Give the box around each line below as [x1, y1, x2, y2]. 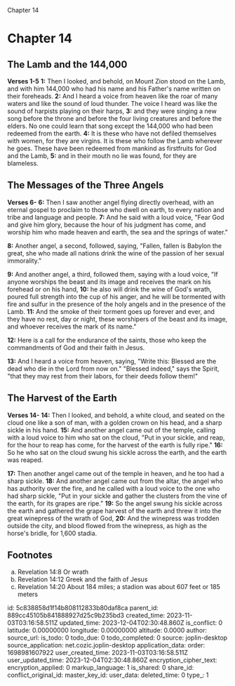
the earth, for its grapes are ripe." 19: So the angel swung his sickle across [7, 499, 222, 508]
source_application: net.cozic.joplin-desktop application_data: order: [7, 641, 206, 649]
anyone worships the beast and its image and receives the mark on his [7, 277, 212, 286]
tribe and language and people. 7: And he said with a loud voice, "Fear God [7, 213, 224, 221]
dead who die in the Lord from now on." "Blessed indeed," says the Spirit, [7, 364, 220, 373]
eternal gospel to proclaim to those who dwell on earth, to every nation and [7, 205, 224, 213]
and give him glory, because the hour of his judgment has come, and [7, 220, 206, 229]
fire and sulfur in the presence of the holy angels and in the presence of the [7, 300, 226, 308]
